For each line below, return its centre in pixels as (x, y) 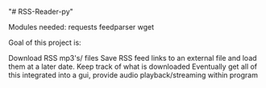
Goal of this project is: (45, 42)
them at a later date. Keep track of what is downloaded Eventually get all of (133, 66)
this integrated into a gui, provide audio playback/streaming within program (133, 75)
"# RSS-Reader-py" (41, 12)
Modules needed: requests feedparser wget (81, 27)
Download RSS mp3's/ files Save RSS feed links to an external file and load (133, 58)
